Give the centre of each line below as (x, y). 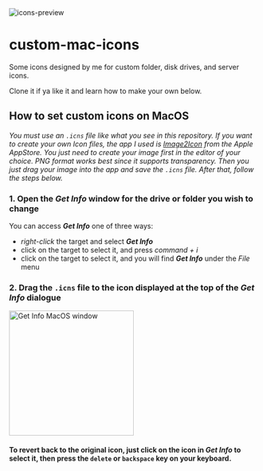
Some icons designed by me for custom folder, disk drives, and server (124, 66)
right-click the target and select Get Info (87, 241)
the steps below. (36, 178)
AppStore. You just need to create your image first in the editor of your (125, 152)
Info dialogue (35, 297)
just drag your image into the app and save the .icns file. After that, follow (131, 169)
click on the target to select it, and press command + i (109, 250)
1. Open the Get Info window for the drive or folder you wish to (131, 198)
